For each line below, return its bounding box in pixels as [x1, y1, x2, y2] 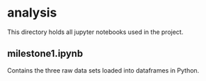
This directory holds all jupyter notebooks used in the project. [7, 28, 184, 36]
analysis [7, 5, 57, 21]
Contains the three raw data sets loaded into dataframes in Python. [7, 66, 200, 74]
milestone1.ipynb [7, 48, 84, 60]
